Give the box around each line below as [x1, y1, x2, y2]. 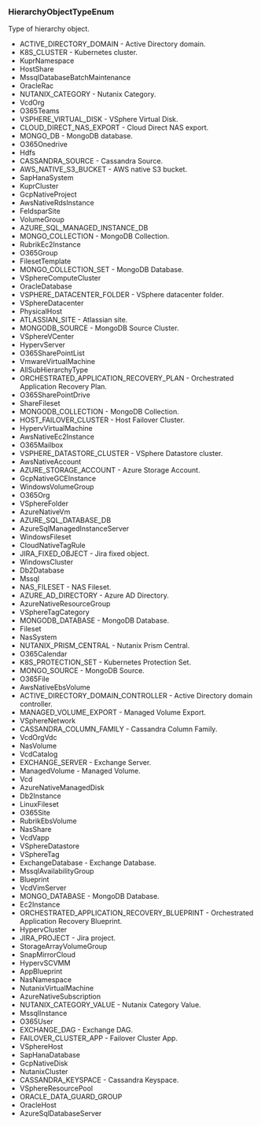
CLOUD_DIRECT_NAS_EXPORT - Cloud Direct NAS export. [19, 123, 209, 132]
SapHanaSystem [19, 173, 74, 182]
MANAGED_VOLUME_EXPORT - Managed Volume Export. [19, 708, 207, 717]
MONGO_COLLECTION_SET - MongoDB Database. [19, 265, 184, 274]
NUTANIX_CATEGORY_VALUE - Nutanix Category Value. [19, 1000, 202, 1010]
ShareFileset [19, 399, 61, 408]
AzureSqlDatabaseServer [19, 1109, 102, 1118]
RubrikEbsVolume [19, 816, 77, 826]
